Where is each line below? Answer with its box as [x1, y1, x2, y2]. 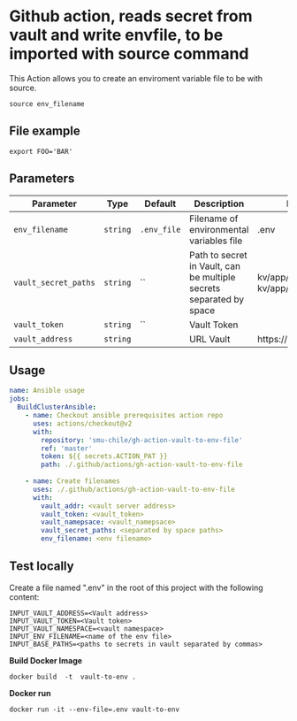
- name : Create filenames [25, 477, 121, 486]
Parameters [9, 171, 75, 187]
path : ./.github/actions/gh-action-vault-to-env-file [41, 460, 243, 470]
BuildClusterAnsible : [17, 403, 97, 412]
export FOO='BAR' [9, 147, 73, 156]
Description [194, 197, 245, 210]
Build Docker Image [9, 655, 82, 665]
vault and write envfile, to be [9, 25, 224, 45]
